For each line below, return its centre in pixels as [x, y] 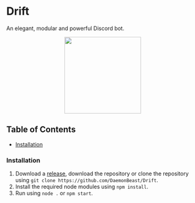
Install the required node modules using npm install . [82, 187]
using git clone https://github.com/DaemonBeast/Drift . [87, 180]
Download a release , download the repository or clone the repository [102, 174]
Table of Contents [41, 130]
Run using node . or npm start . [54, 193]
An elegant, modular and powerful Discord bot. [65, 28]
